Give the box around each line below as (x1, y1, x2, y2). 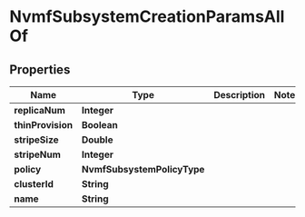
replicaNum (14, 104, 66, 116)
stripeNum (14, 148, 62, 161)
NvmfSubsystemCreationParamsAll (9, 6, 285, 27)
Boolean (81, 119, 118, 131)
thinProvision (14, 119, 74, 131)
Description (212, 89, 266, 101)
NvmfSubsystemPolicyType (81, 163, 205, 175)
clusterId (14, 178, 54, 190)
